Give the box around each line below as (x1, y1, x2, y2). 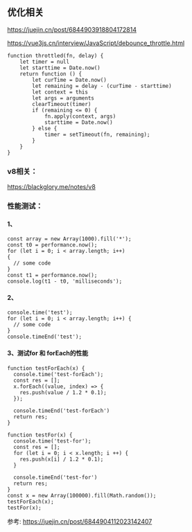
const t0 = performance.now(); (7, 242, 98, 249)
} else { (32, 125, 58, 132)
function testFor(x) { (7, 432, 73, 438)
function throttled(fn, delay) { (7, 52, 104, 59)
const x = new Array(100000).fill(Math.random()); (7, 492, 157, 499)
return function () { (19, 70, 82, 78)
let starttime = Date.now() (19, 64, 101, 71)
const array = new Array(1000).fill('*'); (7, 236, 132, 242)
